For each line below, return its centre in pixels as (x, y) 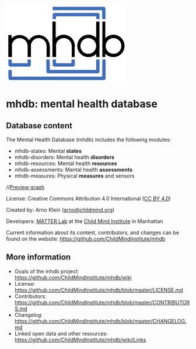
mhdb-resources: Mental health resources (66, 163)
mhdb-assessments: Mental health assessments (73, 170)
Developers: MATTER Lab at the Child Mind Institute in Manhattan (85, 221)
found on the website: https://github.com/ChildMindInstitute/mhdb (86, 239)
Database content (39, 126)
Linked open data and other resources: (61, 333)
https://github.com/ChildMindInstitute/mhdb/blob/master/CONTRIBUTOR (102, 302)
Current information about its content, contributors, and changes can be (93, 232)
